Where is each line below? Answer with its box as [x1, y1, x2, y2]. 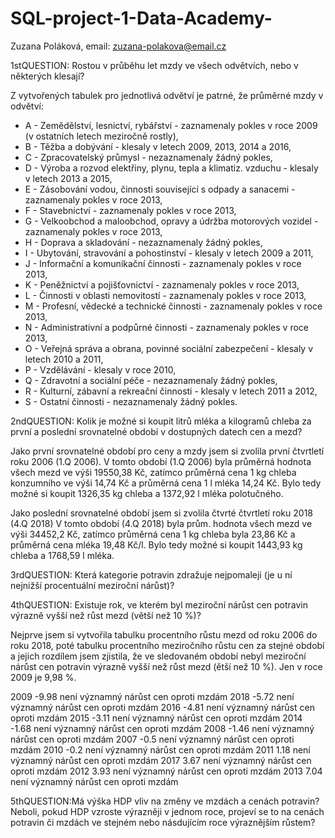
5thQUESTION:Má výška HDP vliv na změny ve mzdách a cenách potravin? [10, 795, 320, 807]
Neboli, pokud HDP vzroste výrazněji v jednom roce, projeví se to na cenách [10, 805, 325, 817]
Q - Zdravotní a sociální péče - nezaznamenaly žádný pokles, [24, 374, 278, 386]
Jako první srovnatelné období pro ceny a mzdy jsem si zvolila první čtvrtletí [10, 445, 325, 457]
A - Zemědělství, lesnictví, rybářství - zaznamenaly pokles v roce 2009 [24, 119, 318, 131]
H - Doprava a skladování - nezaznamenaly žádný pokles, [24, 236, 263, 248]
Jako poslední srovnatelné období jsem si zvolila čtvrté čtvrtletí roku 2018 [10, 507, 313, 519]
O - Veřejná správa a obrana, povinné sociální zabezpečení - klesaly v [24, 342, 314, 354]
